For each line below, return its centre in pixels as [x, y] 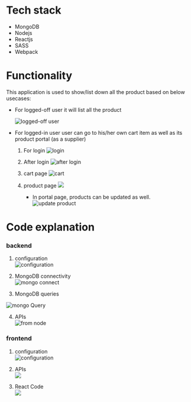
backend [19, 245]
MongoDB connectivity [43, 276]
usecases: [19, 98]
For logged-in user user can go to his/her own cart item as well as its [98, 132]
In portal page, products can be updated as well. [91, 197]
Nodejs [23, 33]
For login [34, 150]
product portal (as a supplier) [50, 139]
